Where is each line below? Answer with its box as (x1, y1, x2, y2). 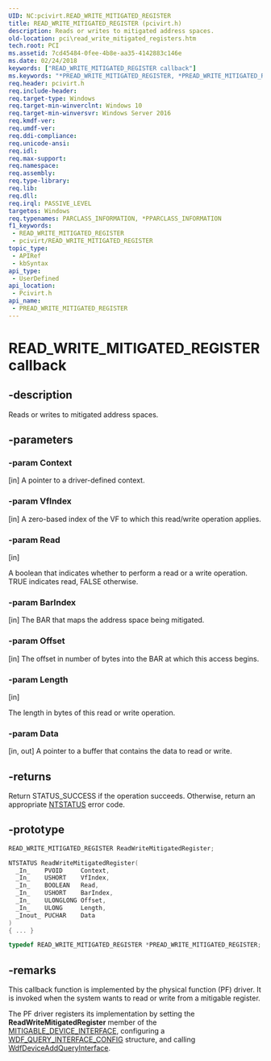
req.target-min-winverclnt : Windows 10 (8, 102, 143, 110)
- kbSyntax (11, 259, 48, 267)
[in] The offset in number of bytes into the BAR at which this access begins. (8, 654, 260, 663)
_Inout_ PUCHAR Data (15, 911, 95, 920)
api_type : (8, 267, 42, 275)
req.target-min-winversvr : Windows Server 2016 (8, 110, 172, 118)
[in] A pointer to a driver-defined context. (8, 475, 145, 485)
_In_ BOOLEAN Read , (15, 881, 99, 890)
